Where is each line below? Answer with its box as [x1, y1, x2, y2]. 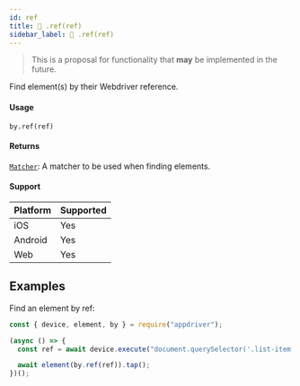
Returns [9, 141, 40, 152]
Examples [9, 279, 66, 294]
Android [13, 233, 48, 246]
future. [31, 64, 57, 75]
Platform [13, 204, 52, 216]
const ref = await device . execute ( [17, 345, 151, 354]
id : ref [9, 13, 39, 22]
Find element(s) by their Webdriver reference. [9, 82, 179, 92]
